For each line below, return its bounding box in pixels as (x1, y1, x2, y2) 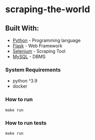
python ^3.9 (12, 78, 38, 84)
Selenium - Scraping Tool (12, 48, 66, 54)
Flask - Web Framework (12, 43, 63, 49)
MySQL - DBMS (12, 53, 46, 60)
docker (12, 83, 28, 90)
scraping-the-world (5, 4, 90, 15)
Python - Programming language (12, 37, 81, 43)
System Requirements (5, 66, 61, 73)
